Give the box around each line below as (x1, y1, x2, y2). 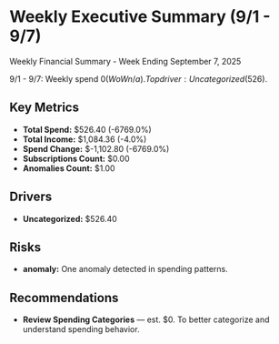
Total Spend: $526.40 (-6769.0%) (22, 124, 152, 135)
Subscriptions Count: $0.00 (22, 153, 130, 164)
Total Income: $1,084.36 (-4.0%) (22, 134, 147, 145)
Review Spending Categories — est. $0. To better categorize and (22, 314, 270, 325)
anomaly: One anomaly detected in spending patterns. (22, 264, 229, 275)
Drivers (9, 189, 53, 205)
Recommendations (9, 289, 119, 306)
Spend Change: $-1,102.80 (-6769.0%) (22, 143, 170, 154)
